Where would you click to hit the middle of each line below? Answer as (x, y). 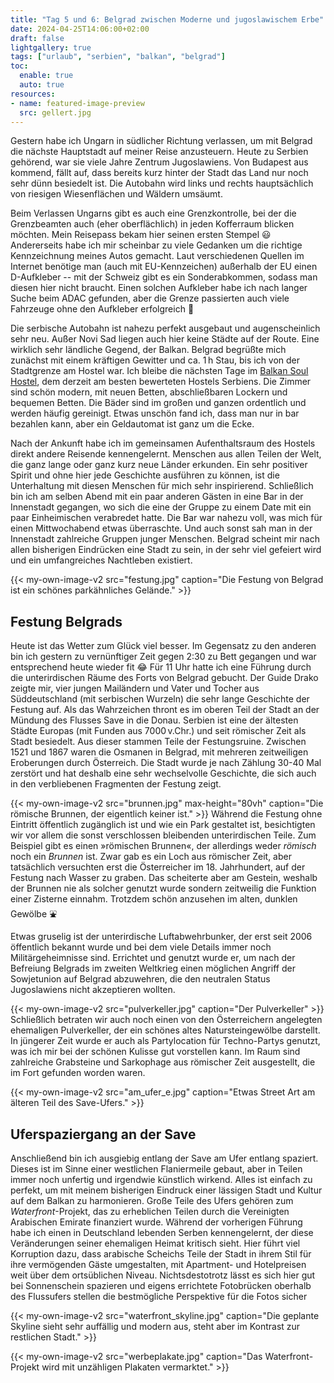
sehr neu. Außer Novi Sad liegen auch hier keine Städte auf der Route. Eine (165, 339)
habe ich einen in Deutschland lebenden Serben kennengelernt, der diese (162, 1232)
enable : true (46, 76)
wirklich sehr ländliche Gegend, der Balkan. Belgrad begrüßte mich (148, 350)
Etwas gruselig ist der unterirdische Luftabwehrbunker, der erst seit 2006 (161, 937)
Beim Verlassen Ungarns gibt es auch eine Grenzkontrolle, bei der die (153, 213)
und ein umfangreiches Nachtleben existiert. (101, 560)
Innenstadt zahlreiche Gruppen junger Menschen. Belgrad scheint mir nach (165, 539)
